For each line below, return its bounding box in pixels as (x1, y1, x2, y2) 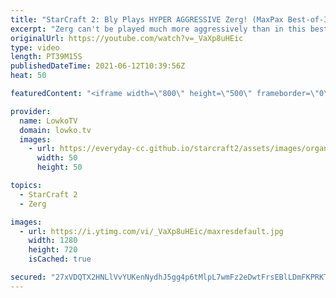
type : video (10, 42, 60, 53)
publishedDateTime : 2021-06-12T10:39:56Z (10, 61, 186, 71)
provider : (10, 106, 52, 116)
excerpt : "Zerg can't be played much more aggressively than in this (10, 24, 307, 34)
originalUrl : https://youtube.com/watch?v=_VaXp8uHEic (10, 33, 244, 43)
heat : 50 (10, 71, 47, 81)
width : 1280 (28, 236, 78, 246)
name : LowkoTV (19, 116, 78, 126)
